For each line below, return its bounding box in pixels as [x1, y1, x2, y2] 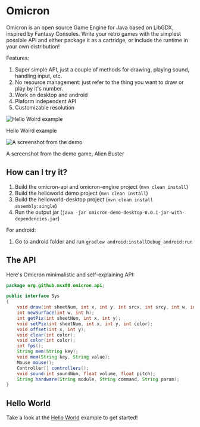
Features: [6, 54, 30, 61]
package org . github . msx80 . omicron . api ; [6, 282, 105, 288]
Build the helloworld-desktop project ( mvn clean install [14, 195, 154, 203]
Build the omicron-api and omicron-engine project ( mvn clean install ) [14, 183, 189, 190]
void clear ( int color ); [17, 332, 76, 338]
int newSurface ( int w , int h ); [17, 310, 95, 316]
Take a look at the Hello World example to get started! [6, 414, 138, 421]
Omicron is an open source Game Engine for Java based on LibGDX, [6, 24, 174, 31]
